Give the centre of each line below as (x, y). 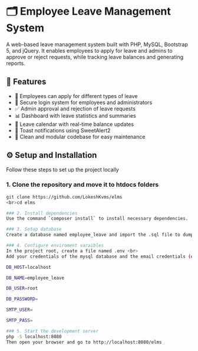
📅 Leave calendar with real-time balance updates (74, 124)
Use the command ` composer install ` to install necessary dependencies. (97, 219)
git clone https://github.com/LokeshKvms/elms (64, 197)
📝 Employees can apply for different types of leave (76, 96)
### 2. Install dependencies (42, 213)
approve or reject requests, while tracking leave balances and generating (95, 57)
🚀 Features (26, 82)
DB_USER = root (22, 288)
